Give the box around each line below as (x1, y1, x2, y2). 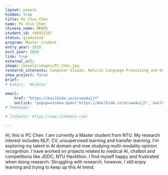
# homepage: (5, 105, 30, 110)
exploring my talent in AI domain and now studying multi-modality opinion (5, 143, 157, 148)
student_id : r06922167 (5, 31, 52, 36)
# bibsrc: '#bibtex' (5, 82, 48, 87)
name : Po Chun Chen (5, 21, 46, 27)
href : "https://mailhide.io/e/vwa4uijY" (14, 96, 99, 101)
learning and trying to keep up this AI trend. (5, 164, 95, 170)
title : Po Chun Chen (5, 17, 48, 22)
